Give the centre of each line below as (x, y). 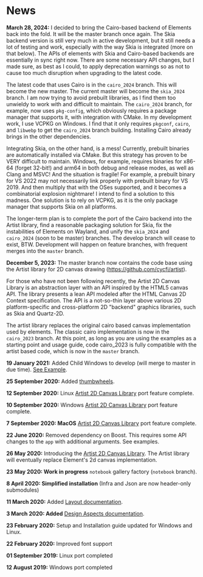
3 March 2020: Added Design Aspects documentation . (75, 514)
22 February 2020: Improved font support (59, 543)
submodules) (23, 490)
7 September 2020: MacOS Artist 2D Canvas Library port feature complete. (101, 423)
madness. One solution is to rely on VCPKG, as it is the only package (92, 200)
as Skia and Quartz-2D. (36, 313)
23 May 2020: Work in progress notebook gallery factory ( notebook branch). (102, 471)
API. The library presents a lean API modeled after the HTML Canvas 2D (96, 294)
